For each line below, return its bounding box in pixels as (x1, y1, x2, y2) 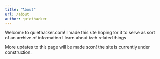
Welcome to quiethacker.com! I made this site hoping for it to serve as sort (5, 30, 155, 36)
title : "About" (5, 7, 36, 12)
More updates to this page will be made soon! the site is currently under (5, 44, 150, 50)
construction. (5, 49, 32, 55)
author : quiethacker (5, 16, 47, 21)
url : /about (5, 12, 29, 17)
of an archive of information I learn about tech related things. (5, 35, 128, 40)
